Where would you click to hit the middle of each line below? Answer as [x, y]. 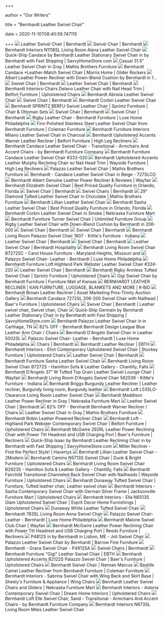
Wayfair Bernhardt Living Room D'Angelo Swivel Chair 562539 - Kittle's [80, 378]
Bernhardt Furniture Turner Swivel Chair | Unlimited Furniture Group [79, 219]
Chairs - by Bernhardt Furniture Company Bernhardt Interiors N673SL [78, 604]
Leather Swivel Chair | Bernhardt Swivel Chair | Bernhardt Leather [77, 242]
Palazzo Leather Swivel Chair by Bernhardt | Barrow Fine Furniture [72, 542]
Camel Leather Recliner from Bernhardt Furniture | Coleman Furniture [74, 571]
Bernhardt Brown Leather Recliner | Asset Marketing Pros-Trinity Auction [78, 293]
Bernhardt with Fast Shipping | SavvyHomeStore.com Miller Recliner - [78, 446]
